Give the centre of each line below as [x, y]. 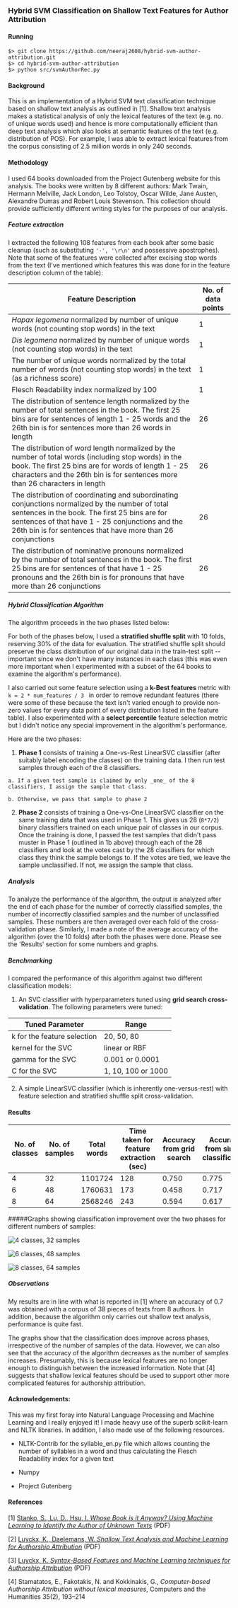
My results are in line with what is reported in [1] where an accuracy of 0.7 [115, 1302]
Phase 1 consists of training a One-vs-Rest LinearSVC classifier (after [119, 753]
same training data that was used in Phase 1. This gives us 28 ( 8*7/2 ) [119, 820]
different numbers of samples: [52, 1226]
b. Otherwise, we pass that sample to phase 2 [78, 799]
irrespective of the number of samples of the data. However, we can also [114, 1345]
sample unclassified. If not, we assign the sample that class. [106, 865]
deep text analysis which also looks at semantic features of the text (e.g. [113, 131]
